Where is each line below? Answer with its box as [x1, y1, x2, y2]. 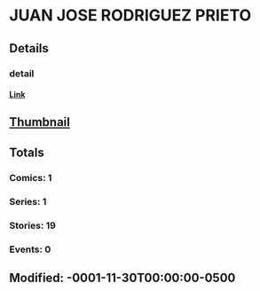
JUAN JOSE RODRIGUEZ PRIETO [9, 5, 252, 26]
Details [9, 41, 49, 56]
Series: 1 [9, 195, 47, 208]
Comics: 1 [9, 171, 52, 184]
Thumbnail [9, 114, 71, 130]
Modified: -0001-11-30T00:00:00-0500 [9, 270, 236, 285]
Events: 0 [9, 243, 51, 256]
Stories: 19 [9, 219, 56, 232]
